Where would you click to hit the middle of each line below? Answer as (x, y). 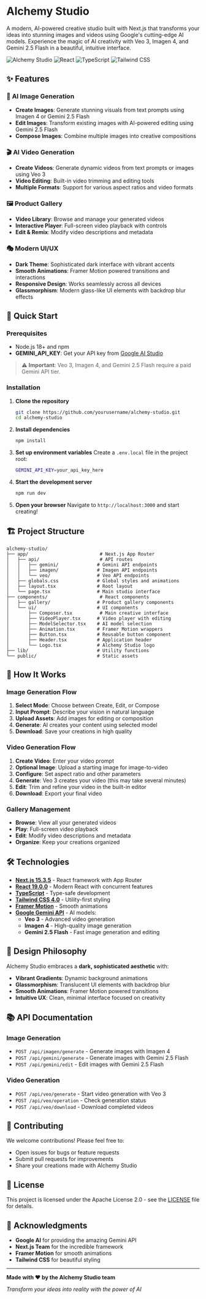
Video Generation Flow (41, 747)
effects (24, 297)
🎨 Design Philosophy (47, 951)
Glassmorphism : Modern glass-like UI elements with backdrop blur (100, 290)
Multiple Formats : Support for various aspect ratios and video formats (104, 187)
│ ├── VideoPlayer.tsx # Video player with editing (89, 618)
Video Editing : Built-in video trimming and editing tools (85, 181)
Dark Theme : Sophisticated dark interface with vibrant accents (95, 264)
